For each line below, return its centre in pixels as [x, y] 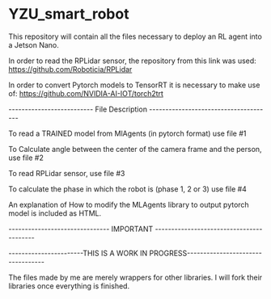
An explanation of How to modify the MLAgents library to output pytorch [129, 204]
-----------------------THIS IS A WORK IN [78, 253]
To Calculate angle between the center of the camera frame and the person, [135, 149]
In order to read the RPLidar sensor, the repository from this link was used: [132, 61]
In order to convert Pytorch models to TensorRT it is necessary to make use [134, 85]
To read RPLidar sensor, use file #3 [67, 173]
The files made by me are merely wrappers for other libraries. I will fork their [135, 277]
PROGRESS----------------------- [206, 253]
